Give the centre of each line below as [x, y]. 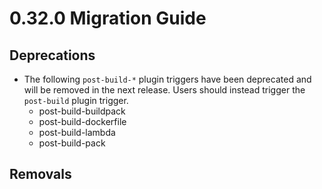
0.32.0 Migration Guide [108, 18]
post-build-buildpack [82, 111]
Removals [40, 174]
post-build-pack [72, 143]
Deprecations [52, 55]
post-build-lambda [77, 132]
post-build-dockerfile [82, 121]
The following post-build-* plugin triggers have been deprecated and [167, 79]
